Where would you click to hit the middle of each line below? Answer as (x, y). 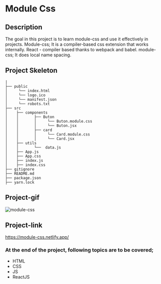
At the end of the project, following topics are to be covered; (79, 250)
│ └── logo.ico (25, 95)
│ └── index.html (28, 91)
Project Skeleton (31, 71)
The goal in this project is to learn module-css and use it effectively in (77, 39)
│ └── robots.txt (28, 104)
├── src (13, 108)
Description (24, 27)
